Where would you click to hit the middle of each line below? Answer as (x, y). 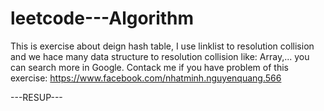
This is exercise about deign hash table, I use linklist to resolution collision (162, 46)
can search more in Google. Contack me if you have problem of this (149, 67)
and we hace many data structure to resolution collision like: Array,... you (160, 56)
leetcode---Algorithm (102, 18)
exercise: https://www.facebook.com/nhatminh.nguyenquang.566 (146, 78)
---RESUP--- (36, 97)
